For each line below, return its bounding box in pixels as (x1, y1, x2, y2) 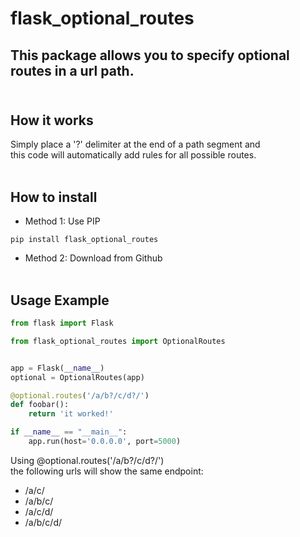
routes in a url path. (10, 62, 135, 79)
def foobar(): (10, 400, 70, 410)
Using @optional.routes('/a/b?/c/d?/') (10, 454, 165, 466)
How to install (10, 188, 98, 206)
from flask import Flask (10, 318, 114, 329)
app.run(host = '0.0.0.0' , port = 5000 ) (28, 437, 182, 447)
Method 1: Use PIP (24, 215, 101, 227)
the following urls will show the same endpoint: (10, 465, 204, 477)
